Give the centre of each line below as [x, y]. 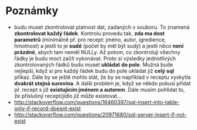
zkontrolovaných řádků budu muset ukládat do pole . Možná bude [94, 64]
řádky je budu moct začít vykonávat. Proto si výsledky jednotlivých [95, 58]
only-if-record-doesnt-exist [47, 108]
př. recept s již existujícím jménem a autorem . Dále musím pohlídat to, [99, 89]
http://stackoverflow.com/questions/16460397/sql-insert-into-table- [97, 102]
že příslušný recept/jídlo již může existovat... [68, 96]
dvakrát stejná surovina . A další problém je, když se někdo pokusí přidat [102, 83]
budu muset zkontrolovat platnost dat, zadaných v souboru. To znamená [102, 27]
